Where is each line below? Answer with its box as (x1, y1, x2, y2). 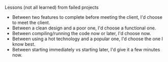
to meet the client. (12, 20, 50, 25)
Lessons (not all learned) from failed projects (5, 5, 99, 10)
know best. (12, 41, 36, 47)
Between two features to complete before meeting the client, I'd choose (12, 14, 163, 20)
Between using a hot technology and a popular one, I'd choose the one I (12, 36, 163, 42)
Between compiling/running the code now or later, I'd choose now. (12, 30, 151, 36)
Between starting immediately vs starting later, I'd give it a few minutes (12, 47, 160, 52)
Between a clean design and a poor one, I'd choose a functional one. (12, 25, 156, 31)
